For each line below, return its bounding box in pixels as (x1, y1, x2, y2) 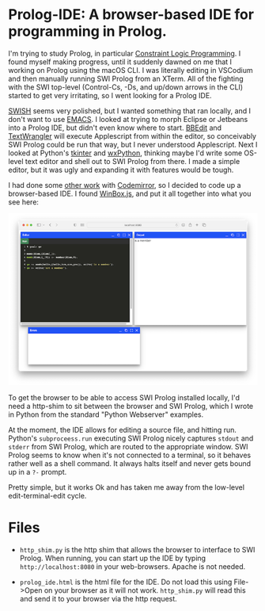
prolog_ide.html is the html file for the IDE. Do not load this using (19, 577, 233, 586)
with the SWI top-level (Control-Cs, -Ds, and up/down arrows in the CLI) (8, 82, 244, 92)
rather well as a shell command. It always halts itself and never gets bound (8, 459, 252, 468)
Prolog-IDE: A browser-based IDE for (8, 6, 255, 24)
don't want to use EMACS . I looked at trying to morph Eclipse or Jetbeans (8, 114, 248, 124)
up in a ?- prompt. (8, 468, 67, 477)
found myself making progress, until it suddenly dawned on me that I (8, 57, 232, 67)
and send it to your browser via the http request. (19, 594, 178, 603)
